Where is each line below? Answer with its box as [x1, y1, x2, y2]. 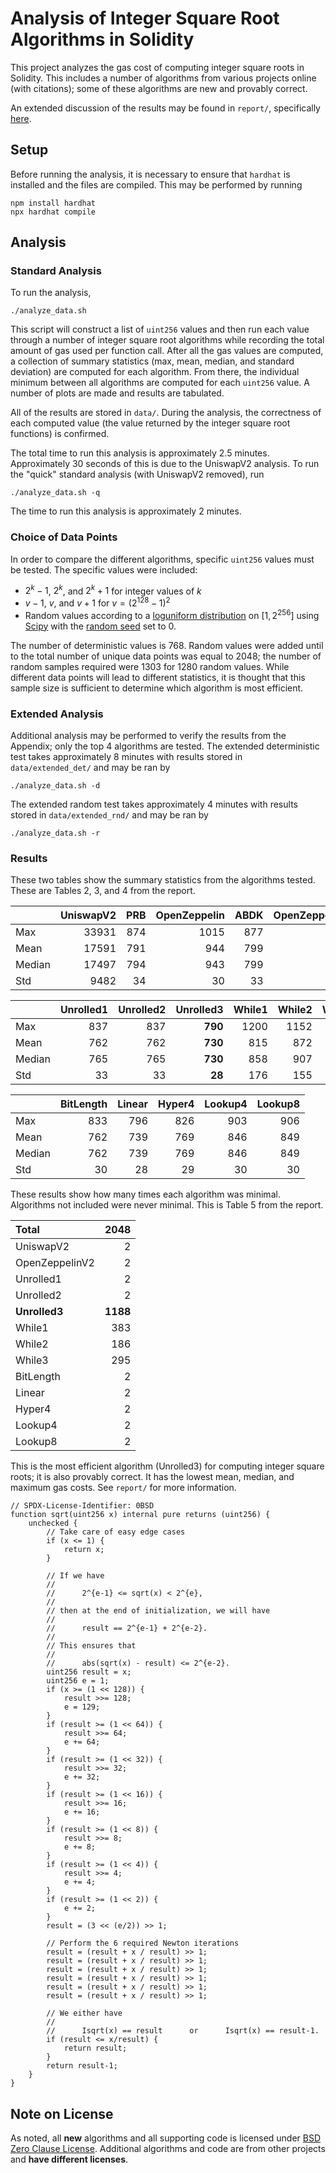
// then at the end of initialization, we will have [46, 1606, 271, 1616]
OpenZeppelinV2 [15, 1256, 95, 1270]
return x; [63, 1545, 105, 1555]
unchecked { [28, 1518, 78, 1529]
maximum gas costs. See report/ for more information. [10, 1482, 237, 1494]
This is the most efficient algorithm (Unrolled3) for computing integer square [10, 1460, 325, 1472]
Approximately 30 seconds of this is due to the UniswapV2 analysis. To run [10, 458, 320, 470]
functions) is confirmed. [10, 428, 110, 440]
